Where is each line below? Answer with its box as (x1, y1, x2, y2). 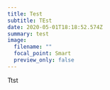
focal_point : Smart (13, 50, 72, 57)
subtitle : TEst (7, 17, 53, 24)
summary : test (7, 30, 50, 38)
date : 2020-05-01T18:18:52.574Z (7, 23, 103, 30)
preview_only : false (13, 57, 75, 64)
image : (7, 37, 27, 44)
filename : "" (13, 43, 53, 50)
